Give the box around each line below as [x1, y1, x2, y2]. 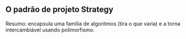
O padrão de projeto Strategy [5, 5, 113, 15]
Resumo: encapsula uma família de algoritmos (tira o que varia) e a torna [5, 20, 181, 27]
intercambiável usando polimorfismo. [5, 26, 95, 33]
